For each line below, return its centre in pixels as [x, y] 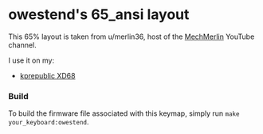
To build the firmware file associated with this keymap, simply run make [124, 113]
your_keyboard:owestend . [49, 122]
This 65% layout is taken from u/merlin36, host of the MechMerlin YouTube [131, 36]
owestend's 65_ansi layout [99, 15]
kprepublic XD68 [47, 75]
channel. [23, 44]
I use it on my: [31, 60]
